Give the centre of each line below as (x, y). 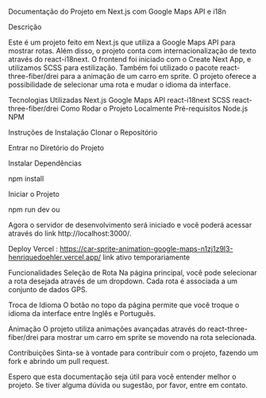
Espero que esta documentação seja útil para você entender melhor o (122, 377)
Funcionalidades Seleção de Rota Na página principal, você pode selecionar (133, 273)
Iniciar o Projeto (34, 194)
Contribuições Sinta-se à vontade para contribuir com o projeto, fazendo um (133, 353)
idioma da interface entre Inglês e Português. (82, 313)
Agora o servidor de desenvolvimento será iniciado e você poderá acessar (130, 225)
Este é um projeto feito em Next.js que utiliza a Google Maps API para (122, 42)
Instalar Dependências (45, 163)
